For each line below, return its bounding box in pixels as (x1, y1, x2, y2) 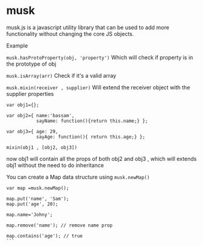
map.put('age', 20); (6, 201, 59, 207)
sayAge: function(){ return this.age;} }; (36, 134, 146, 140)
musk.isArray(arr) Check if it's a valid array (6, 72, 117, 79)
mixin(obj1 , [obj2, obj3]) (6, 144, 78, 151)
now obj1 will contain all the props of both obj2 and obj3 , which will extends (6, 155, 197, 162)
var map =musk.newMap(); (6, 185, 69, 191)
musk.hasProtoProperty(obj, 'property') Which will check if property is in (6, 53, 193, 61)
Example (6, 42, 29, 49)
